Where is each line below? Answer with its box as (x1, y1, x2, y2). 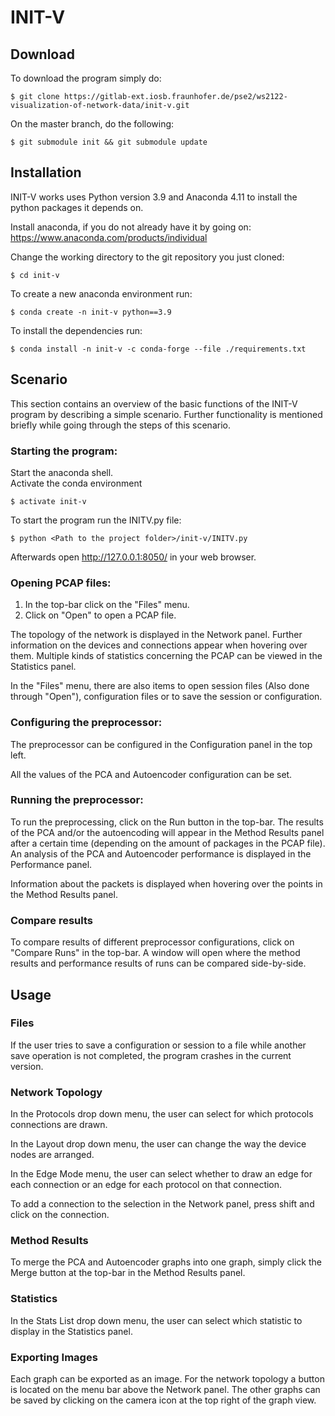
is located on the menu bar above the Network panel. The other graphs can (10, 1383, 321, 1395)
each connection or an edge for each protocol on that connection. (10, 1179, 283, 1191)
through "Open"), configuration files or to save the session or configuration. (10, 691, 323, 703)
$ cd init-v (10, 270, 60, 280)
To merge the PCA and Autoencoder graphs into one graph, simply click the (10, 1256, 322, 1268)
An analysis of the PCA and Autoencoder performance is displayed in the (10, 847, 312, 860)
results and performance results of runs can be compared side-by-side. (10, 957, 307, 970)
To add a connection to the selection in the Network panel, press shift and (10, 1198, 315, 1210)
